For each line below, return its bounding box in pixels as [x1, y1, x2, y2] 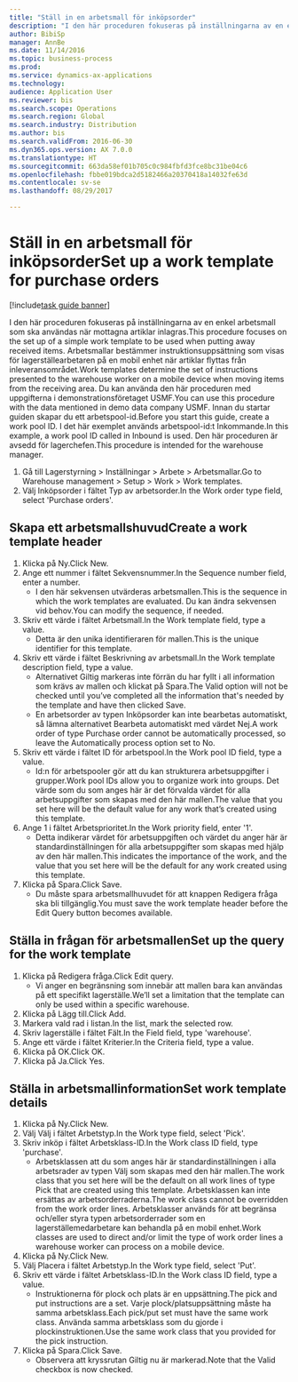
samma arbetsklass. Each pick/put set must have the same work [35, 1307, 269, 1318]
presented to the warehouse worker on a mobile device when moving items [9, 373, 285, 384]
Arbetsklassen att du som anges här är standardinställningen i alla [35, 1156, 277, 1167]
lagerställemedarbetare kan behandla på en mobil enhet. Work [35, 1223, 262, 1234]
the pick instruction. [35, 1336, 108, 1346]
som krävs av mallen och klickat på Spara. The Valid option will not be [35, 681, 288, 691]
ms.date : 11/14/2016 [9, 46, 86, 55]
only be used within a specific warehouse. [35, 999, 190, 1010]
